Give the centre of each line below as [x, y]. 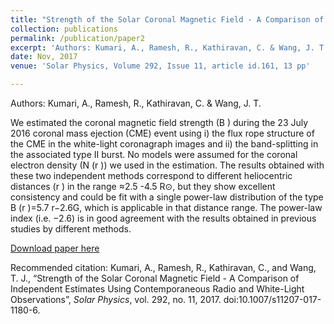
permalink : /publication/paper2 [77, 38]
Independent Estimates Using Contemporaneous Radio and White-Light [157, 289]
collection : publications [64, 29]
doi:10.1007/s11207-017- [272, 299]
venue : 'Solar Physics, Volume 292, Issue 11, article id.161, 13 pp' [160, 66]
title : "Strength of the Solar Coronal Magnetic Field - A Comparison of [167, 19]
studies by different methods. [71, 229]
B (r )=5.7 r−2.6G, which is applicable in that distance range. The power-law [166, 207]
